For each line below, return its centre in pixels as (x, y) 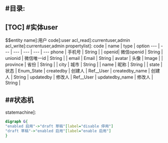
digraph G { (17, 122)
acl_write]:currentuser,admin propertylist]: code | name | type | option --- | (82, 46)
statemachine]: (21, 112)
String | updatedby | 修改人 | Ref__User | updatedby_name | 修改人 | (83, 77)
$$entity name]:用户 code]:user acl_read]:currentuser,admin (68, 40)
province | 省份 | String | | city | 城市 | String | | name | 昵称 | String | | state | (84, 64)
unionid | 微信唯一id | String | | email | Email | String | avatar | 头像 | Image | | (84, 58)
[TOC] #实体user (32, 27)
